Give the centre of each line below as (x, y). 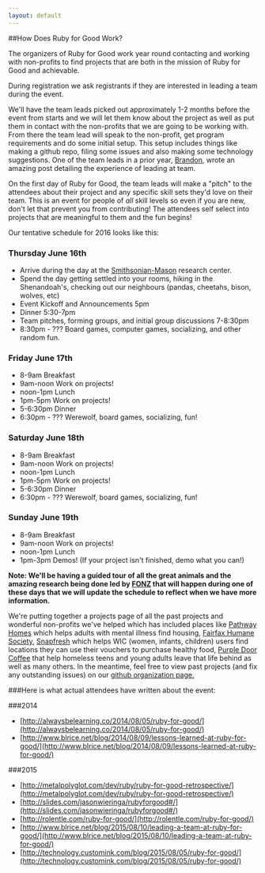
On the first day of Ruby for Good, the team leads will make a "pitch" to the (130, 184)
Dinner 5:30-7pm (47, 312)
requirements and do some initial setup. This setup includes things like (123, 142)
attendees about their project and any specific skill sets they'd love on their (131, 192)
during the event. (36, 94)
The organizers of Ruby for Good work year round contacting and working (129, 53)
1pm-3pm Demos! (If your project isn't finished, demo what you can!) (132, 560)
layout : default (35, 15)
